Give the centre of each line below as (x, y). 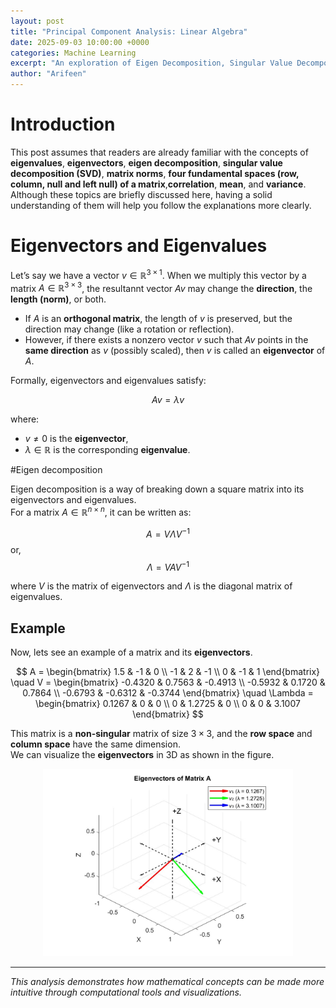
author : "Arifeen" (48, 74)
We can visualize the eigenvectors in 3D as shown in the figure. (142, 754)
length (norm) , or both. (58, 299)
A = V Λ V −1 (168, 533)
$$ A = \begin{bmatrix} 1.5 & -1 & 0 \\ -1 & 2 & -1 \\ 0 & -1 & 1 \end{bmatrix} (168, 671)
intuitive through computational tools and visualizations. (126, 992)
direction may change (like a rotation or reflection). (129, 329)
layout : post (37, 21)
